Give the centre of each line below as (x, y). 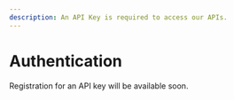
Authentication (66, 61)
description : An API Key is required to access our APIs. (118, 17)
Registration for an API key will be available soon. (99, 86)
